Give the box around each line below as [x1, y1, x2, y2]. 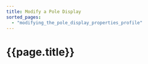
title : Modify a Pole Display [6, 8, 82, 15]
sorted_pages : [6, 14, 42, 20]
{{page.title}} [6, 45, 75, 59]
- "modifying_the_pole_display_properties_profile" [11, 20, 143, 25]
